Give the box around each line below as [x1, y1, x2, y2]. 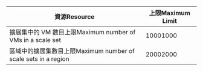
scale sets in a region [9, 55, 69, 63]
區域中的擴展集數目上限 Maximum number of [9, 47, 135, 55]
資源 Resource [54, 13, 95, 20]
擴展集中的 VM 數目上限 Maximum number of [9, 28, 136, 36]
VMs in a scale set [9, 36, 62, 44]
